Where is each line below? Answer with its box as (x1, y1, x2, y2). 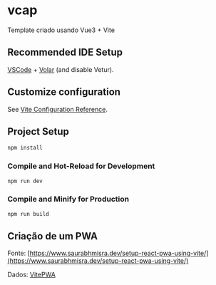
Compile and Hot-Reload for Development (7, 161, 155, 171)
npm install (7, 145, 43, 152)
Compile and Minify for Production (7, 195, 130, 204)
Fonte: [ (7, 249, 31, 258)
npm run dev (7, 177, 43, 185)
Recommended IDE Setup (7, 46, 123, 58)
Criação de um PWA (7, 230, 98, 242)
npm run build (7, 210, 50, 217)
